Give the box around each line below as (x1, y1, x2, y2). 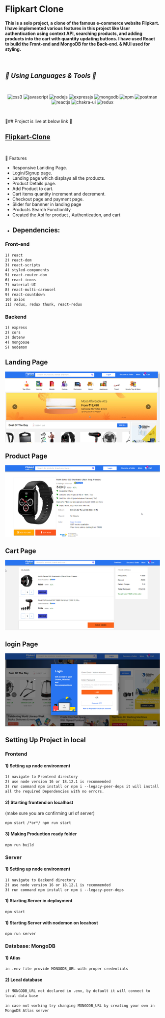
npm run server (5, 931, 36, 936)
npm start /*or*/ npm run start (5, 821, 71, 825)
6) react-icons (5, 277, 36, 282)
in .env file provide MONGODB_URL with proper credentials (5, 966, 129, 971)
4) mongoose (5, 340, 29, 345)
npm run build (5, 842, 34, 848)
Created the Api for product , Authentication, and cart (12, 212, 121, 218)
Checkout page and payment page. (12, 196, 84, 202)
